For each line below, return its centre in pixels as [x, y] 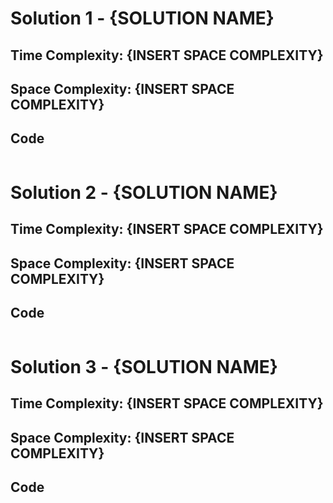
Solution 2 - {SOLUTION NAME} [144, 192]
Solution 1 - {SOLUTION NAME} [142, 18]
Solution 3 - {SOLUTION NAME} [144, 366]
